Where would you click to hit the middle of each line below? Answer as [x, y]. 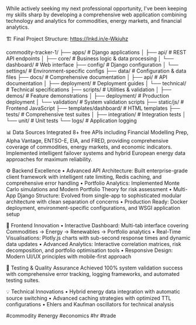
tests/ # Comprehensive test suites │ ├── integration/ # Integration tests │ [96, 114]
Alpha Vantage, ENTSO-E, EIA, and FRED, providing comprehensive [87, 141]
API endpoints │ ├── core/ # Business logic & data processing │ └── [90, 58]
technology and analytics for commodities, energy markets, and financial [94, 21]
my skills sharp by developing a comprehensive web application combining [97, 15]
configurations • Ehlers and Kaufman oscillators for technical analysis [90, 304]
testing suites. [23, 280]
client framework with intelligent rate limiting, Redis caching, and [84, 177]
